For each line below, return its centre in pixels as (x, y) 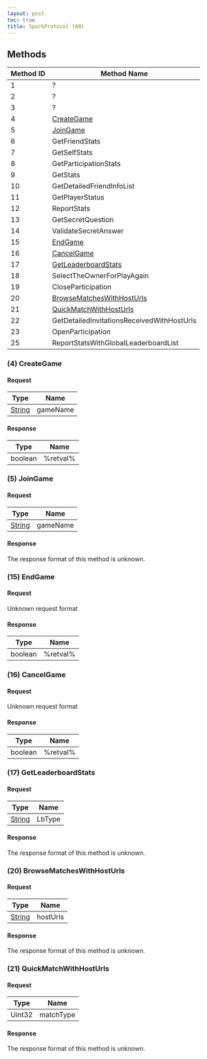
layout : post (26, 13)
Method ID (28, 74)
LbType (48, 819)
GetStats (66, 175)
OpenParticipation (81, 332)
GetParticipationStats (86, 164)
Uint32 (22, 1015)
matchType (57, 1015)
